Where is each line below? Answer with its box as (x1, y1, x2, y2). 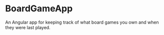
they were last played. (5, 24, 51, 30)
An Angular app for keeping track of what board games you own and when (5, 19, 159, 25)
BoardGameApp (5, 3, 73, 14)
